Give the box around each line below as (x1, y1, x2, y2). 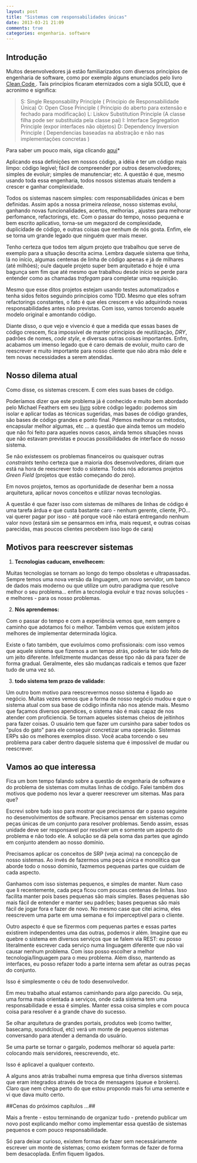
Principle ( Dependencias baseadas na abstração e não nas (20, 129, 165, 136)
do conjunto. (6, 967, 37, 974)
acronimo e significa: (6, 86, 57, 93)
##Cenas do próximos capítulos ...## (6, 1102, 96, 1110)
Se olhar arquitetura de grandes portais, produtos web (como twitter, (6, 1020, 172, 1027)
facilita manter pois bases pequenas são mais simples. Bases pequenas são (6, 893, 189, 900)
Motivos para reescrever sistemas (6, 542, 134, 552)
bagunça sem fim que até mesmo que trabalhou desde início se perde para (6, 268, 188, 275)
